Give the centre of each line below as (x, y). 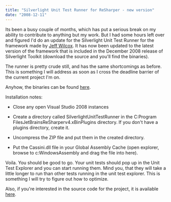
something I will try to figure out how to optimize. (57, 179)
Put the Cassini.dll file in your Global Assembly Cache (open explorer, (86, 147)
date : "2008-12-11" (26, 15)
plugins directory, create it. (41, 128)
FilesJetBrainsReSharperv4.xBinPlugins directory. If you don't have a (85, 122)
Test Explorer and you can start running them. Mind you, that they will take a (86, 168)
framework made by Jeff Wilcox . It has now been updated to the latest (80, 45)
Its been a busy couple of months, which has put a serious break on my (81, 29)
